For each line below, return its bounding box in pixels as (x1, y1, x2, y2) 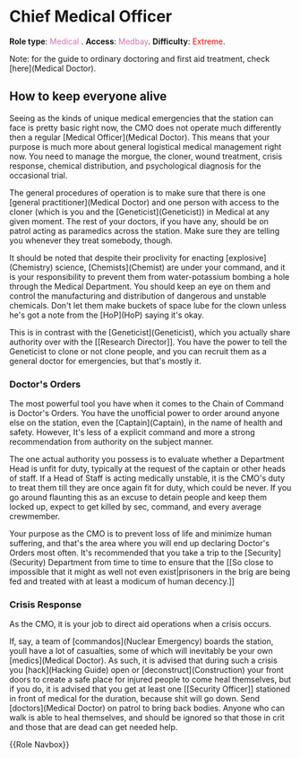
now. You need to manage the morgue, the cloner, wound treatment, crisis (9, 151, 283, 161)
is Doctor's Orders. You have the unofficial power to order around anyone (9, 408, 280, 419)
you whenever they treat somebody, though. (9, 235, 173, 246)
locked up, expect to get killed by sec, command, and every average (9, 501, 262, 512)
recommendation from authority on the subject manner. (9, 437, 214, 448)
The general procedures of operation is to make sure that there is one (9, 187, 266, 198)
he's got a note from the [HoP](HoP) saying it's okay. (9, 309, 204, 320)
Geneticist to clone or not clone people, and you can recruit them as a (9, 345, 267, 356)
